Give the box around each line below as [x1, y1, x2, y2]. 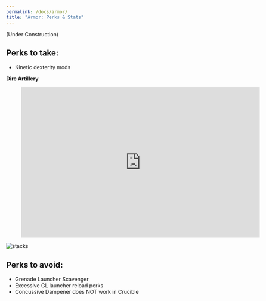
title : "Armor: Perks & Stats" [6, 14, 84, 20]
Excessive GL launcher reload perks [14, 282, 104, 289]
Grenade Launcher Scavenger [14, 275, 89, 283]
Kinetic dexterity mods [14, 64, 71, 71]
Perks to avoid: [6, 260, 63, 270]
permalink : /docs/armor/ [6, 8, 68, 15]
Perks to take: [6, 48, 59, 58]
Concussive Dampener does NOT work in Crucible [14, 288, 139, 296]
